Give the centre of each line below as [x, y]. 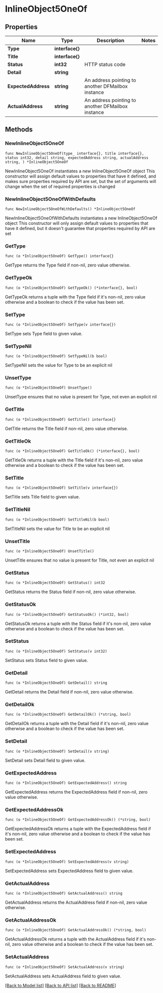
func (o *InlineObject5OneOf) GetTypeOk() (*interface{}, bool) [71, 288]
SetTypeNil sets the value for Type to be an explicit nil [59, 365]
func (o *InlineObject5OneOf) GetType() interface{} [59, 256]
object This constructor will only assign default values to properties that [77, 223]
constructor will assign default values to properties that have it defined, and [81, 176]
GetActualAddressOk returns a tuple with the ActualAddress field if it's [75, 939]
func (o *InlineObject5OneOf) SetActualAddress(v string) [65, 967]
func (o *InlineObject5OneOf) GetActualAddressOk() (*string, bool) [76, 930]
